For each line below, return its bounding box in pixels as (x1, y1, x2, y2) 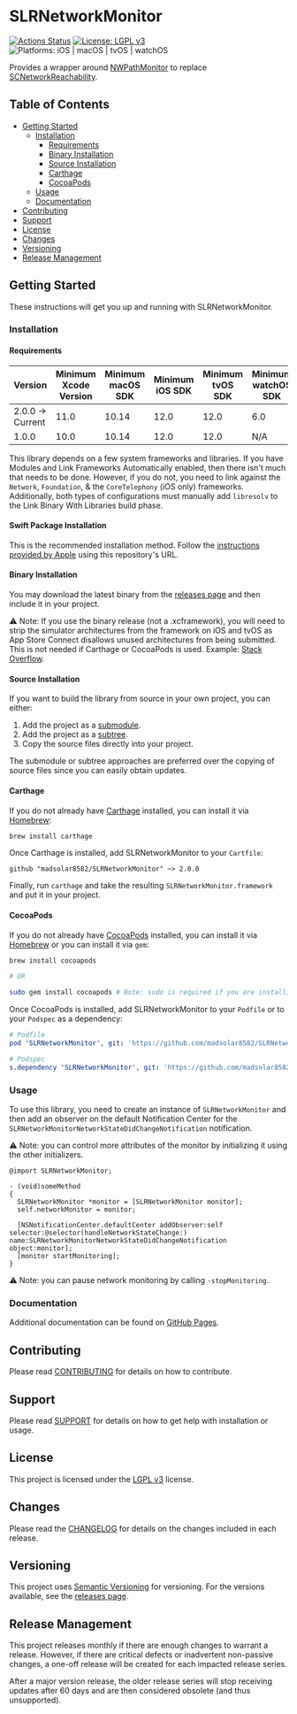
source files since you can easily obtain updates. (9, 765, 187, 776)
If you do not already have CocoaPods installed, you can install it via (9, 929, 258, 940)
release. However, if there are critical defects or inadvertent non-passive (9, 1649, 274, 1660)
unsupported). (9, 1695, 62, 1705)
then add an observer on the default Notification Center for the (9, 1113, 238, 1124)
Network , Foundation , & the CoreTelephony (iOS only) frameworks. (9, 480, 245, 492)
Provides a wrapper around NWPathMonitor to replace (9, 62, 208, 73)
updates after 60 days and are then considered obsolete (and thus (9, 1686, 251, 1696)
